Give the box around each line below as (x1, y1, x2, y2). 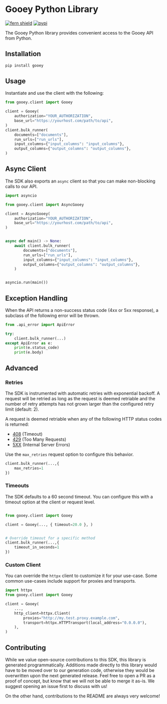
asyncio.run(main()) (5, 280, 49, 285)
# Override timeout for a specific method (5, 536, 95, 541)
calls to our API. (5, 183, 38, 189)
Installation (5, 50, 41, 58)
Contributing (5, 643, 46, 652)
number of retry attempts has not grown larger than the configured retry (5, 401, 154, 407)
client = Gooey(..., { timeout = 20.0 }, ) (5, 522, 93, 527)
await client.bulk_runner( (14, 243, 71, 248)
